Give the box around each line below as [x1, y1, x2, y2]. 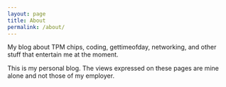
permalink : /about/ [7, 23, 65, 30]
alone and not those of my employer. [7, 71, 115, 80]
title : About [7, 17, 46, 24]
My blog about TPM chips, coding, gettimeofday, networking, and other [7, 43, 217, 52]
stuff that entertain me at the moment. [7, 50, 119, 59]
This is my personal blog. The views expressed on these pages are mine [7, 64, 219, 73]
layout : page [7, 10, 46, 18]
